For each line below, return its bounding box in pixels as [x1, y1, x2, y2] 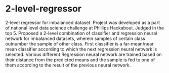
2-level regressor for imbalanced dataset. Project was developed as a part [5, 19, 160, 25]
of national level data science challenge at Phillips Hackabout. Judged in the [5, 24, 164, 30]
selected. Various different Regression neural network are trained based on [5, 51, 162, 57]
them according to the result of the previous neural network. [5, 62, 131, 68]
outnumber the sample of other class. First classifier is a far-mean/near [5, 40, 154, 46]
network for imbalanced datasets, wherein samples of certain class [5, 35, 145, 41]
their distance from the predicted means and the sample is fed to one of [5, 56, 155, 62]
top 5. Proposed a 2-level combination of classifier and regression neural [5, 30, 157, 36]
